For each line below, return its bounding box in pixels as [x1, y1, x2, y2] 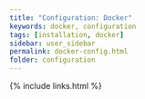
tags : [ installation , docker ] [9, 30, 125, 39]
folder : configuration [9, 55, 96, 64]
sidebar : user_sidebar [9, 38, 96, 48]
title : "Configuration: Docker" [9, 13, 132, 23]
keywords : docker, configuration [9, 22, 137, 31]
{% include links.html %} [9, 81, 102, 91]
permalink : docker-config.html [9, 47, 129, 56]
